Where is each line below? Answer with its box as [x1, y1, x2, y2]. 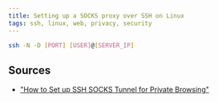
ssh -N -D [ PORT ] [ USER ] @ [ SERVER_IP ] [8, 41, 135, 49]
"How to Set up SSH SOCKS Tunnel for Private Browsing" [19, 85, 210, 95]
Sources [8, 63, 51, 77]
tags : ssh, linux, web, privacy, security [8, 19, 152, 27]
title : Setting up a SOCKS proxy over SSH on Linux [8, 11, 184, 20]
